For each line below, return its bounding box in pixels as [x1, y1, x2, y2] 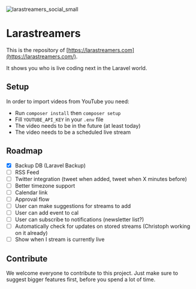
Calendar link [14, 189, 48, 196]
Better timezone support [14, 182, 76, 189]
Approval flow [14, 195, 50, 203]
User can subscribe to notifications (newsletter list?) [14, 216, 144, 223]
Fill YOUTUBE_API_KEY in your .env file [14, 116, 104, 123]
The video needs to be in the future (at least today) [14, 122, 141, 129]
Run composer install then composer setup [14, 109, 121, 116]
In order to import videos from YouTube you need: [6, 98, 130, 105]
